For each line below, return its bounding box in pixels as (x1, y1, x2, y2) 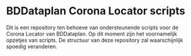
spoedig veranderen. (6, 43, 58, 50)
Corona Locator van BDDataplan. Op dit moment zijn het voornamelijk (6, 30, 177, 37)
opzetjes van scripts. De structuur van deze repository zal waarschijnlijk (6, 36, 183, 43)
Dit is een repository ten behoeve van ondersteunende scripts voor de (6, 24, 179, 31)
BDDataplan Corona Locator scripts (6, 4, 186, 18)
